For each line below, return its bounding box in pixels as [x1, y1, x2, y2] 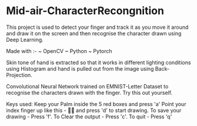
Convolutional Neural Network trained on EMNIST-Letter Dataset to [6, 82, 169, 89]
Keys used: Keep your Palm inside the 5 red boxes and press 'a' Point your [6, 100, 186, 107]
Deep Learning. [6, 36, 44, 43]
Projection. [6, 71, 32, 78]
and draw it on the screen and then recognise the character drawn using [6, 29, 182, 37]
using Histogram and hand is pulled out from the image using [6, 65, 154, 72]
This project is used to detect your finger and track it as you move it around [6, 24, 189, 31]
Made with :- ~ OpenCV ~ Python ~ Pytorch [6, 47, 113, 54]
